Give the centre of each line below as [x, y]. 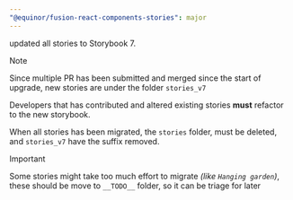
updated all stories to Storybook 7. [73, 43]
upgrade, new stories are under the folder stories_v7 [108, 87]
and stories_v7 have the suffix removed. [84, 141]
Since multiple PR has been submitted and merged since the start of [135, 78]
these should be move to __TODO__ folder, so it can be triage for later [135, 186]
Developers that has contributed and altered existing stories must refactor [147, 105]
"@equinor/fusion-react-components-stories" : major [108, 17]
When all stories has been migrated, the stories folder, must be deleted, [143, 132]
